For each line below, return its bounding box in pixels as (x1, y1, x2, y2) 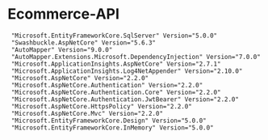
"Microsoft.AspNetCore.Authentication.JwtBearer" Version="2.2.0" (10, 95, 240, 104)
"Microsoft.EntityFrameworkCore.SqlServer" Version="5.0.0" (10, 32, 218, 40)
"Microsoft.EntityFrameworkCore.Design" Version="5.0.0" (10, 117, 207, 125)
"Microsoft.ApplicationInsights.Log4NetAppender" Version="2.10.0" (10, 66, 243, 75)
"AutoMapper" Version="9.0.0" (10, 45, 113, 53)
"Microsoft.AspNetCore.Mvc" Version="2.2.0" (10, 109, 163, 117)
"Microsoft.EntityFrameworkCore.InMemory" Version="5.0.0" (10, 123, 215, 132)
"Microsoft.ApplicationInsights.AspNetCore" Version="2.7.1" (10, 60, 221, 68)
